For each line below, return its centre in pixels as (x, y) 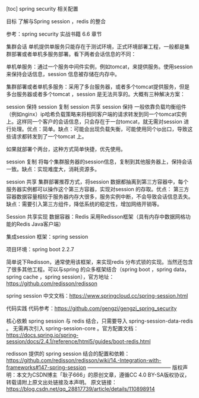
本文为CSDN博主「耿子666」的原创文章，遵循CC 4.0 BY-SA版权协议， (103, 375)
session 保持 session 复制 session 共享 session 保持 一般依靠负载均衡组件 (97, 107)
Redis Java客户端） (40, 224)
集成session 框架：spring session (47, 237)
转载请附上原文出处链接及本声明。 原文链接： (61, 382)
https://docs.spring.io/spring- (42, 335)
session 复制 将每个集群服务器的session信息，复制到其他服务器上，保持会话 (99, 162)
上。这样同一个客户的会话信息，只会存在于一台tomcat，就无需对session (94, 121)
